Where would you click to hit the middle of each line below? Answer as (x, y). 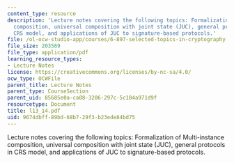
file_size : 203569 (34, 46)
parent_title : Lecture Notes (49, 85)
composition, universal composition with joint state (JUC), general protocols (116, 144)
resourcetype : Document (42, 104)
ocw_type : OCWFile (34, 78)
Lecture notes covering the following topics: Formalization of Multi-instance (116, 137)
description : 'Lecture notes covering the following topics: (98, 20)
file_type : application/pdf (48, 53)
